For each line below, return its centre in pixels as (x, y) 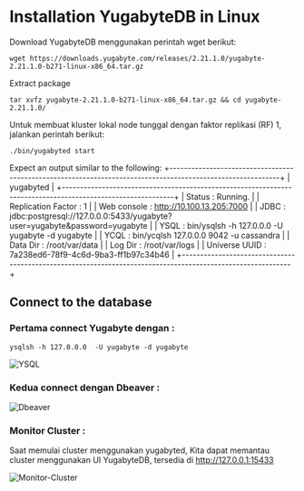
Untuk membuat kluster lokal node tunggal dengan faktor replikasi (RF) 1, (146, 124)
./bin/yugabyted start (52, 151)
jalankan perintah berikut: (57, 134)
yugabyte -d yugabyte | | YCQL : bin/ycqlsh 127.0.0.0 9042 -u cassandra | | (150, 235)
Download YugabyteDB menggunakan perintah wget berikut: (123, 42)
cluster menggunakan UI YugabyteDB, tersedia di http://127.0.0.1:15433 (142, 460)
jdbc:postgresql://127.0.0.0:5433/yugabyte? (91, 216)
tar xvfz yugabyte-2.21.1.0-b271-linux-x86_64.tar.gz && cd (126, 100)
